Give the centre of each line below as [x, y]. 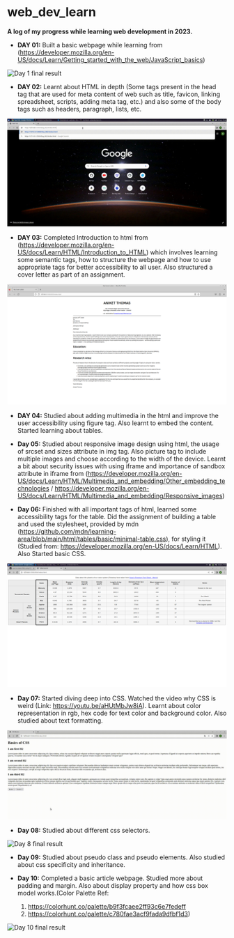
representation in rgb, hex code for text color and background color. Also [122, 713]
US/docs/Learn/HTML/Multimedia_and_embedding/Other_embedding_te [121, 481]
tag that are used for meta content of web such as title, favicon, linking [119, 94]
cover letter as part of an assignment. [71, 274]
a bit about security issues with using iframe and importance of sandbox [121, 466]
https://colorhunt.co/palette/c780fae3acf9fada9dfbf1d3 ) [109, 914]
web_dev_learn [52, 12]
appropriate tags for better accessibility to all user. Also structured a [115, 267]
